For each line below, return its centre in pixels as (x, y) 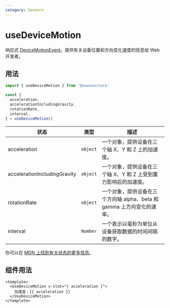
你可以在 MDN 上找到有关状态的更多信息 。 (50, 253)
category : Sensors (25, 10)
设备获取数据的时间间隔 (130, 231)
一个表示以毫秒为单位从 (130, 224)
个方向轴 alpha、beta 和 (130, 199)
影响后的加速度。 (127, 182)
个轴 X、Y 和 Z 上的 (125, 149)
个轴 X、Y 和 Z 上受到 (127, 174)
